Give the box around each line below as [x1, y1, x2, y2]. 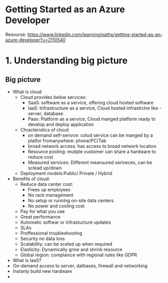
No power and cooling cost [27, 203, 85, 209]
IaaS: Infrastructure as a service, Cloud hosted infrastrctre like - [27, 105, 162, 111]
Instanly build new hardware [12, 268, 72, 274]
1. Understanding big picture [5, 55, 128, 67]
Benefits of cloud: [12, 176, 50, 182]
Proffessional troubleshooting [20, 230, 82, 236]
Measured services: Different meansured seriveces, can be [27, 159, 153, 165]
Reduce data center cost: [20, 181, 74, 187]
